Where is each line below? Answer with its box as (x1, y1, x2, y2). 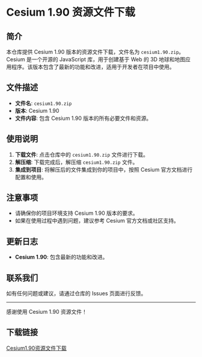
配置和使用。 (14, 173, 47, 181)
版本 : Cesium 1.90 (14, 107, 60, 114)
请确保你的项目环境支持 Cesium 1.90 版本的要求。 (14, 209, 138, 217)
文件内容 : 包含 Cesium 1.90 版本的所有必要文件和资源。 (14, 115, 152, 122)
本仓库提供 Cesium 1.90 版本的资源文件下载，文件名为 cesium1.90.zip (6, 49, 179, 55)
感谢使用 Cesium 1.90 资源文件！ (6, 308, 87, 316)
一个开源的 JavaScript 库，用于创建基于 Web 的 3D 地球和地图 (31, 56, 186, 63)
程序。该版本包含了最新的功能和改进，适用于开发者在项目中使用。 (11, 64, 175, 70)
